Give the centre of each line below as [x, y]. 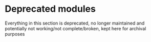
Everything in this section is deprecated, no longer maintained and [75, 23]
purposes [15, 34]
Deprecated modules [50, 9]
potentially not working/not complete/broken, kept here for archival [75, 28]
